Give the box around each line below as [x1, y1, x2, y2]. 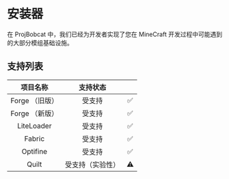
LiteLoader [16, 121, 52, 130]
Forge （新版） [10, 109, 59, 118]
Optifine [21, 146, 48, 156]
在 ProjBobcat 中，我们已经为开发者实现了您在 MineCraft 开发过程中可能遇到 [7, 30, 223, 38]
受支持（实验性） [64, 160, 120, 169]
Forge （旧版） [10, 96, 59, 105]
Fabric [24, 134, 45, 143]
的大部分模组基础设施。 [7, 38, 73, 46]
